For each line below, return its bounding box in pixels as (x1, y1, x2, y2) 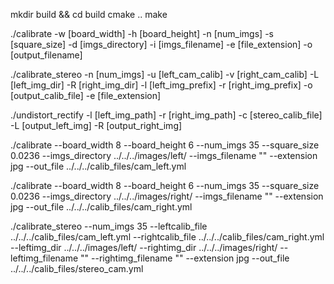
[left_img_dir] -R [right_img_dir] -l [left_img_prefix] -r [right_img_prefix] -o (10, 79, 313, 91)
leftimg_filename (10, 252, 79, 264)
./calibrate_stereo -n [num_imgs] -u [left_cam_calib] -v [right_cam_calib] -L (10, 69, 320, 80)
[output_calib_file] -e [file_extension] (10, 90, 162, 101)
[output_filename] (10, 49, 83, 61)
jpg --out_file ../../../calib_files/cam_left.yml (10, 160, 187, 172)
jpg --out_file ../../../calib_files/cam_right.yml (10, 201, 193, 213)
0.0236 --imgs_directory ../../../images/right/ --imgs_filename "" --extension (10, 190, 324, 202)
